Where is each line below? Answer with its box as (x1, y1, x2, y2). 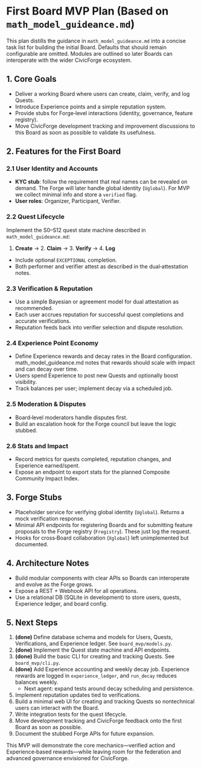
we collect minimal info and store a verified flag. (14, 191, 138, 198)
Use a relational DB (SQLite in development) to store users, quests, (14, 594, 181, 601)
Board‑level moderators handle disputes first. (14, 414, 128, 421)
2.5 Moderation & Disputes (6, 400, 86, 408)
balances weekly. (14, 678, 59, 686)
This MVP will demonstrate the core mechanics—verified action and (6, 742, 176, 749)
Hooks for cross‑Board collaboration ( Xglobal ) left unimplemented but (14, 534, 189, 541)
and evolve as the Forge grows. (14, 580, 94, 588)
